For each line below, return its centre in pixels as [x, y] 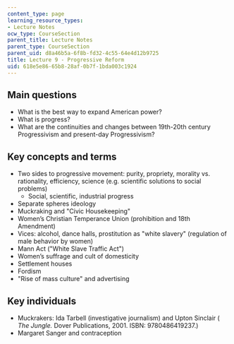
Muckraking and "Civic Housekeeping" [74, 211]
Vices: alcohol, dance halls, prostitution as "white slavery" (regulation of [122, 234]
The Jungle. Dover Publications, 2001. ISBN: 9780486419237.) [108, 326]
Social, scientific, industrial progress [81, 196]
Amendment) [37, 226]
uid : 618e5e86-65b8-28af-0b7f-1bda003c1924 [72, 66]
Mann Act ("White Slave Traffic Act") [71, 249]
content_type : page [36, 14]
